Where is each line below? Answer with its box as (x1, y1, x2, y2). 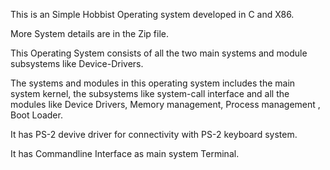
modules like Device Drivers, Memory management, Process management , (10, 99, 321, 110)
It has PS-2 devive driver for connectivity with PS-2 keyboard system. (10, 129, 298, 140)
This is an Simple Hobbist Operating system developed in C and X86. (10, 9, 295, 20)
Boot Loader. (10, 109, 63, 121)
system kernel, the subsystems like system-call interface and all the (10, 88, 290, 99)
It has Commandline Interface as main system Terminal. (10, 148, 240, 159)
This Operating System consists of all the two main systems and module (10, 47, 308, 59)
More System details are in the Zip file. (10, 28, 169, 39)
